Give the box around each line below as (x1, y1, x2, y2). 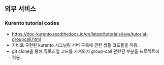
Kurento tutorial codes (4, 20, 60, 27)
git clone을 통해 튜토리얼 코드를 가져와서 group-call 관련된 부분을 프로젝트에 (11, 48, 160, 54)
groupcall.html (11, 36, 41, 42)
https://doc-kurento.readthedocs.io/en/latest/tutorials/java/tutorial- (11, 31, 148, 37)
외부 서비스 (4, 4, 36, 13)
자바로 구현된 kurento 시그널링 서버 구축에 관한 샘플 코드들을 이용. (11, 42, 139, 48)
